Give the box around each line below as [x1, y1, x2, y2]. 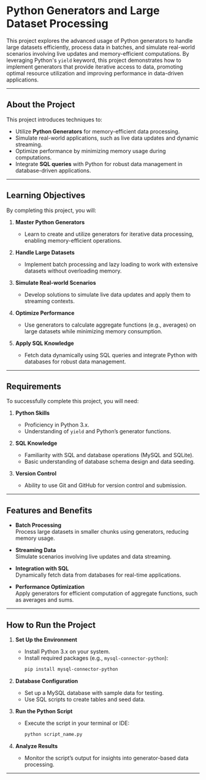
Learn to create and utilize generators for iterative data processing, [24, 230, 194, 238]
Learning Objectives [6, 191, 86, 201]
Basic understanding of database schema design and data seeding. [24, 458, 195, 466]
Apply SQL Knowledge [15, 339, 75, 347]
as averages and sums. [15, 596, 74, 604]
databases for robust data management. [24, 358, 126, 365]
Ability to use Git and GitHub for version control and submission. [24, 482, 187, 489]
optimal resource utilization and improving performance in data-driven [6, 69, 184, 77]
